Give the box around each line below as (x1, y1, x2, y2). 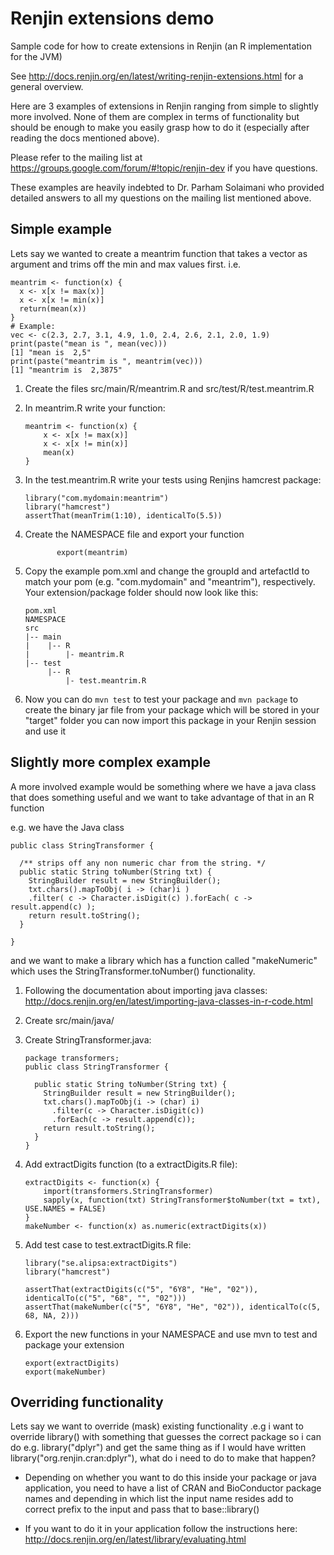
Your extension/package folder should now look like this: (24, 586, 259, 598)
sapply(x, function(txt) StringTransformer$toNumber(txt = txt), (43, 1195, 322, 1205)
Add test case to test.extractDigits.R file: (24, 1238, 192, 1251)
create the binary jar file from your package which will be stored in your (24, 703, 320, 716)
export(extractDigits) (24, 1358, 120, 1368)
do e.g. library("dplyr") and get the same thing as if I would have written (10, 1442, 307, 1454)
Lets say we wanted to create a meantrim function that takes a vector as (10, 247, 308, 259)
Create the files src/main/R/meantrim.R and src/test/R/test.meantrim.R (24, 382, 315, 394)
